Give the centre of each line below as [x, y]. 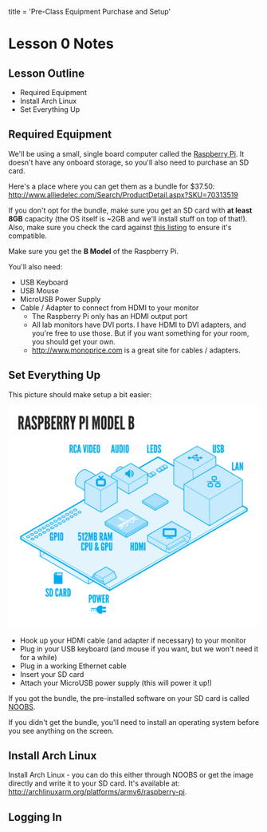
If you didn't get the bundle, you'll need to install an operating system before [134, 722]
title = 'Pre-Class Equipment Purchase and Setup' [90, 12]
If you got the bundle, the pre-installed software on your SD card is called [129, 698]
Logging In [35, 817]
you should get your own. [73, 341]
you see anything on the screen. [61, 730]
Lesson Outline [47, 73]
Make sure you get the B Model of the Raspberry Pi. [94, 251]
